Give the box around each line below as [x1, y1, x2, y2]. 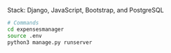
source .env [7, 32, 42, 39]
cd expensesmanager [7, 26, 64, 33]
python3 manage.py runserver [7, 38, 93, 46]
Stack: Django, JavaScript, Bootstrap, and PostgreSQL [7, 6, 165, 14]
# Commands [7, 20, 39, 26]
